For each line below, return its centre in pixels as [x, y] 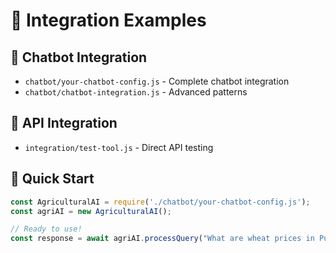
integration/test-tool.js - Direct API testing [119, 147]
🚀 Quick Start [52, 179]
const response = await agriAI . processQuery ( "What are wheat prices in [162, 239]
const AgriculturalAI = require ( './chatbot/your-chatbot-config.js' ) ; [160, 202]
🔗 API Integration [64, 123]
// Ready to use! [46, 229]
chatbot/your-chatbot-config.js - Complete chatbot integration [157, 81]
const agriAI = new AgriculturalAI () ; [91, 211]
